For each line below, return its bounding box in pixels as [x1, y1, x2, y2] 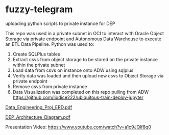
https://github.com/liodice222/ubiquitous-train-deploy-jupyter [12, 94, 144, 100]
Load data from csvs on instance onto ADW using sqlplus [12, 67, 134, 73]
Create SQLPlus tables [12, 51, 60, 57]
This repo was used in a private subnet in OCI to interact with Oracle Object [5, 30, 164, 36]
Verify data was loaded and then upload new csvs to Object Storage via [12, 72, 164, 78]
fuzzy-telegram [5, 4, 73, 15]
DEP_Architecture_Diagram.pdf [5, 114, 70, 120]
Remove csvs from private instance [12, 83, 87, 90]
